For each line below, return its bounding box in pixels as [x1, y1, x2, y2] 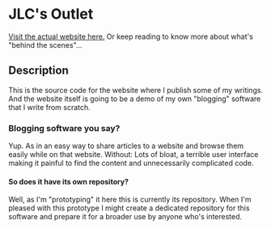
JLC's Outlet [8, 5, 94, 23]
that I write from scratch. [8, 102, 91, 112]
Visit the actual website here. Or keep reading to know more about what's [8, 32, 253, 41]
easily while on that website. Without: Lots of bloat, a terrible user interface [8, 150, 259, 159]
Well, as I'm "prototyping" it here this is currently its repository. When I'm [8, 195, 252, 205]
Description [8, 64, 69, 78]
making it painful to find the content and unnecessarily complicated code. [8, 159, 254, 168]
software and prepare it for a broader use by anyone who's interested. [8, 212, 243, 222]
